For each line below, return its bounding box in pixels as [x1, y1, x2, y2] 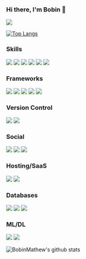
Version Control [6, 103, 53, 112]
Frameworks [6, 74, 43, 82]
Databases [6, 191, 38, 199]
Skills [6, 45, 23, 53]
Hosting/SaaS [6, 162, 47, 170]
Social [6, 132, 25, 141]
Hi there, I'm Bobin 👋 [6, 5, 66, 14]
